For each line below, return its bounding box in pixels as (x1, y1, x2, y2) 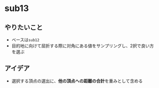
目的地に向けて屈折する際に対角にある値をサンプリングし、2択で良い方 (11, 43, 154, 49)
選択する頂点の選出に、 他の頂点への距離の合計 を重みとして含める (11, 78, 143, 84)
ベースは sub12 (11, 37, 40, 42)
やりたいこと (4, 23, 43, 31)
